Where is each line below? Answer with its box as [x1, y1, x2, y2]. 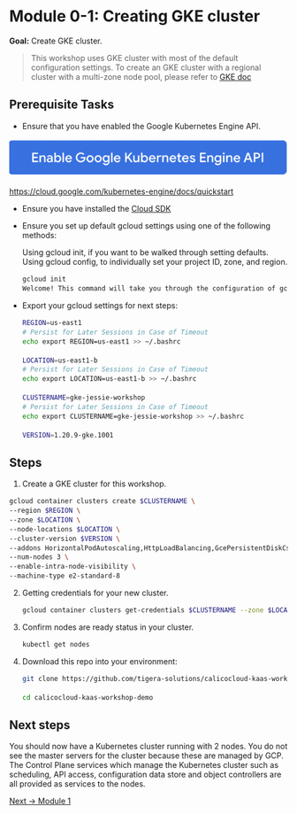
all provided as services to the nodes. [9, 779, 146, 789]
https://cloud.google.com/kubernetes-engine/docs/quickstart [9, 186, 234, 197]
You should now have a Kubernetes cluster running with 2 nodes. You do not [9, 741, 288, 752]
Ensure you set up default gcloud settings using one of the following [21, 221, 271, 231]
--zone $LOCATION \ [9, 516, 81, 524]
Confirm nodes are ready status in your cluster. [21, 622, 194, 632]
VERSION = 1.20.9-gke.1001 [21, 430, 114, 439]
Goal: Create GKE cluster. [9, 35, 103, 46]
